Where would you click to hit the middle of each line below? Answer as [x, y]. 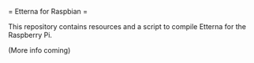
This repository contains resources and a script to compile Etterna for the [127, 26]
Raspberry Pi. [30, 35]
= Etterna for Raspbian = [48, 11]
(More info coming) [39, 50]
